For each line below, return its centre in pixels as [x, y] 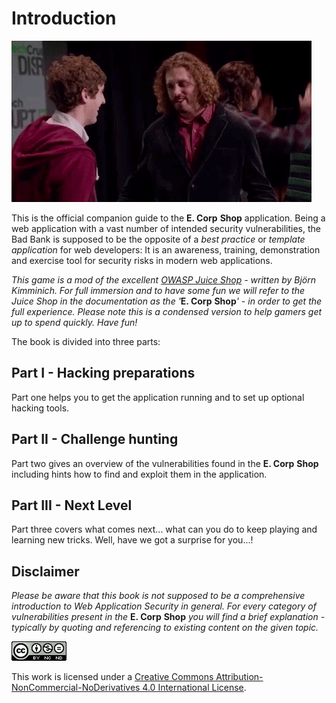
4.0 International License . [194, 688]
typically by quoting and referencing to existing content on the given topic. [165, 628]
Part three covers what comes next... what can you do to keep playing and [164, 529]
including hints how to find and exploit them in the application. [139, 474]
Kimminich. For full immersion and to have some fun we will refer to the [158, 290]
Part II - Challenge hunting [95, 439]
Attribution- [239, 677]
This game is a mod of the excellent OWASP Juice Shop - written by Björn [164, 279]
